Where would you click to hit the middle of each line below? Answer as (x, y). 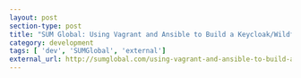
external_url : (36, 59)
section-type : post (46, 26)
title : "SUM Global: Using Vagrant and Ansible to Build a (122, 34)
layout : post (34, 17)
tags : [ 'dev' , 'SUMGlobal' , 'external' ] (88, 51)
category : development (52, 43)
